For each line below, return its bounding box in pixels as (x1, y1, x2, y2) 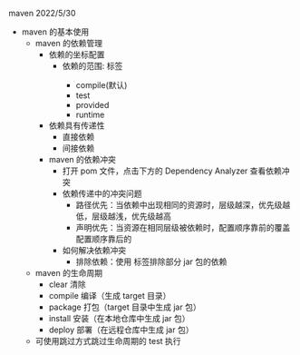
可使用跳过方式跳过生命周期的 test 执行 (34, 336, 182, 346)
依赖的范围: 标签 (62, 61, 123, 71)
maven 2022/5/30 (8, 8, 76, 18)
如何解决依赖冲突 (62, 245, 127, 255)
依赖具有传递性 (48, 120, 105, 131)
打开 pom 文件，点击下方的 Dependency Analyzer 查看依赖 (62, 165, 283, 176)
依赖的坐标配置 (48, 49, 105, 60)
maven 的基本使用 (21, 26, 90, 37)
